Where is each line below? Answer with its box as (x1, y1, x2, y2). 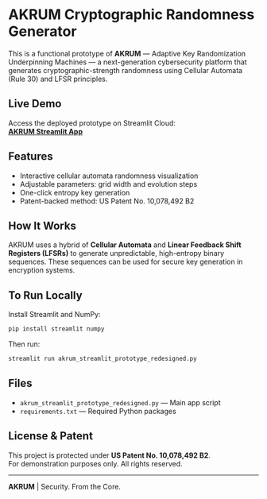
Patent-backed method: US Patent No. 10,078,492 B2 (19, 196, 195, 206)
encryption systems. (8, 265, 75, 275)
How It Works (8, 219, 77, 232)
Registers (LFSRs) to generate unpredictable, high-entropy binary (8, 249, 225, 258)
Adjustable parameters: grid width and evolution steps (19, 179, 198, 188)
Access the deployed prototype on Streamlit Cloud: (8, 118, 176, 128)
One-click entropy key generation (19, 188, 130, 197)
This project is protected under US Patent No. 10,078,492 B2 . (8, 451, 211, 460)
